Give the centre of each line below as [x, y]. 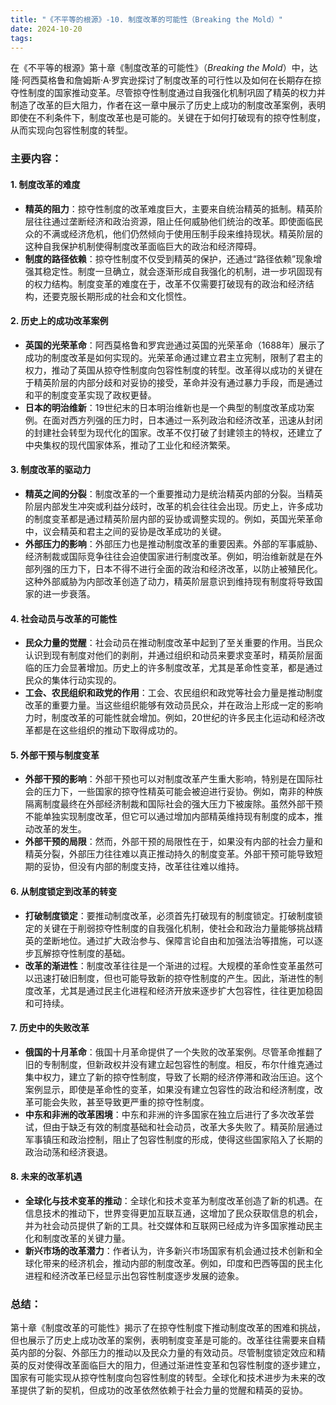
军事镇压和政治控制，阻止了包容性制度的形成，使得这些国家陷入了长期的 [173, 1139]
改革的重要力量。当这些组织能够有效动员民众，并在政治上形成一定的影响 [173, 705]
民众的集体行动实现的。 [73, 680]
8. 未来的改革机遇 [46, 1177]
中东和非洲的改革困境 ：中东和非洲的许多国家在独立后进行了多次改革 [165, 1114]
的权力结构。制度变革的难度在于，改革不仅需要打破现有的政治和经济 [165, 283]
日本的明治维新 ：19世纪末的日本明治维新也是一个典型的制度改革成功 [165, 407]
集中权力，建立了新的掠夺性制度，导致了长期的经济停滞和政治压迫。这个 [173, 1077]
